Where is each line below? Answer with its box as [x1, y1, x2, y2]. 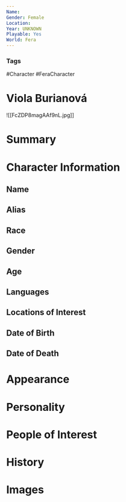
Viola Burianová [6, 92, 87, 106]
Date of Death [6, 348, 59, 359]
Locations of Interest [6, 307, 86, 317]
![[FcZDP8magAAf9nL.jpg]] [6, 112, 74, 119]
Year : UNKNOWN [6, 25, 42, 32]
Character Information [6, 160, 121, 174]
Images [6, 483, 44, 497]
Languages [6, 287, 49, 297]
